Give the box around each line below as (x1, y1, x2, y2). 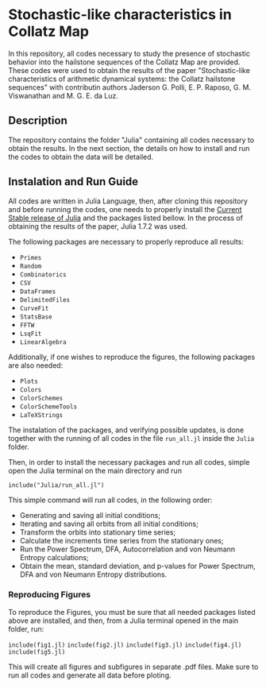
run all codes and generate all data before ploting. (8, 670, 172, 680)
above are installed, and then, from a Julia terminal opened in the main (8, 616, 239, 625)
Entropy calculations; (19, 552, 89, 562)
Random (19, 262, 42, 270)
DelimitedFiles (19, 296, 71, 303)
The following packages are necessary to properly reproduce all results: (8, 237, 245, 246)
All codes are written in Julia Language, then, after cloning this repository (8, 196, 249, 206)
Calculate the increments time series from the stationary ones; (19, 535, 224, 545)
